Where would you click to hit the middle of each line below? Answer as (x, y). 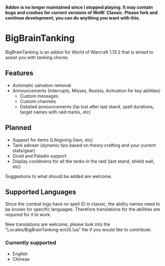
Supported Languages (41, 192)
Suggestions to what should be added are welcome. (59, 176)
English (20, 253)
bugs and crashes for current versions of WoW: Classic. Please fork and (81, 13)
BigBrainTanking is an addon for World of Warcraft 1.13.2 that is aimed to (79, 52)
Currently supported (31, 243)
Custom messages (39, 96)
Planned (18, 128)
